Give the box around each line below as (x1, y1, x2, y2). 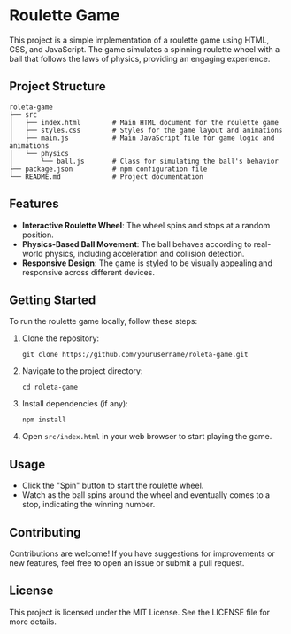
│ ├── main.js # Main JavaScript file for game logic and (9, 134, 275, 143)
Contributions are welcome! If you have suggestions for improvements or (9, 548, 276, 559)
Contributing (9, 524, 81, 540)
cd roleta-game (21, 383, 79, 392)
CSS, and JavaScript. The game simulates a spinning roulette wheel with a (9, 43, 280, 54)
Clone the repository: (21, 333, 100, 344)
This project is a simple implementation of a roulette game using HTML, (9, 35, 270, 45)
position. (21, 229, 55, 240)
